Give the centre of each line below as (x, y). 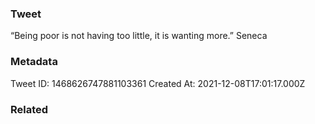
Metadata (34, 62)
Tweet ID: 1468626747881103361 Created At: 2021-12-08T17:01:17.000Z (158, 83)
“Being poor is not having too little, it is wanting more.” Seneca (139, 36)
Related (29, 109)
